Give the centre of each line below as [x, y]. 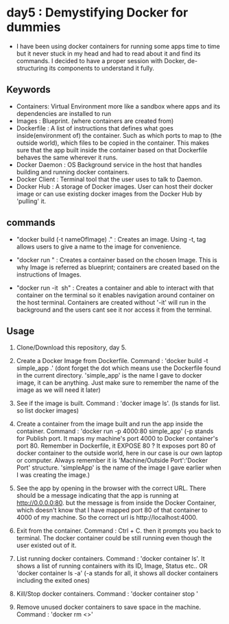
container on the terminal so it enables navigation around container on [116, 295]
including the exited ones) [53, 581]
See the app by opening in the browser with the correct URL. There [111, 488]
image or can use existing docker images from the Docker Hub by [109, 194]
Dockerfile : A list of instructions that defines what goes [95, 128]
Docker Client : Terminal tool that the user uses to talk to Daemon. [109, 179]
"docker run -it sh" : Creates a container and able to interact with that [115, 288]
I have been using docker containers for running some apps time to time [118, 46]
